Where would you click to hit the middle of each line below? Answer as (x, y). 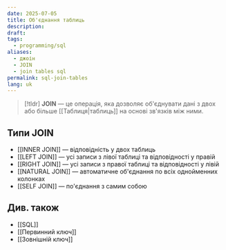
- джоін (25, 59)
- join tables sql (40, 71)
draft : (17, 33)
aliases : (20, 52)
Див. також (33, 208)
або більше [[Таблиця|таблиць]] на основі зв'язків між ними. (114, 111)
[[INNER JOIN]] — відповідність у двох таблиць (86, 150)
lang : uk (20, 84)
